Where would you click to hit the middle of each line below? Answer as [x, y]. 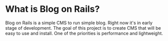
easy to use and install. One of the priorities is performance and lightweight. [84, 33]
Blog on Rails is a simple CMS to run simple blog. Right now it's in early [79, 23]
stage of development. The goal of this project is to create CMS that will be [83, 28]
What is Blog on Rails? [52, 9]
